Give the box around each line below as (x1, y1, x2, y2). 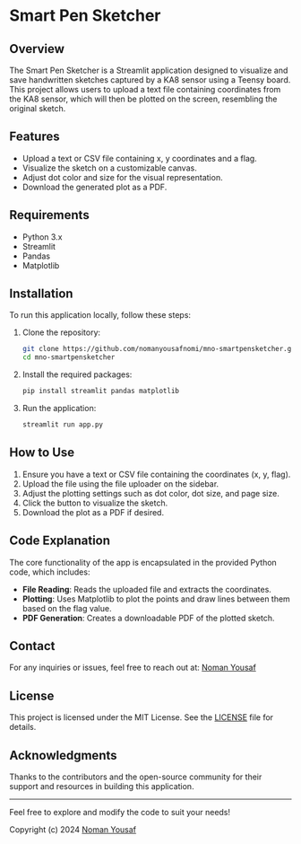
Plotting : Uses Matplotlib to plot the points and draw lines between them (21, 593, 291, 604)
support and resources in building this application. (9, 781, 194, 791)
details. (9, 722, 37, 733)
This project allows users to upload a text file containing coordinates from (9, 84, 281, 94)
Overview (9, 41, 65, 57)
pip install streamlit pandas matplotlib (21, 387, 179, 396)
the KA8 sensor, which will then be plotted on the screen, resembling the (9, 93, 278, 104)
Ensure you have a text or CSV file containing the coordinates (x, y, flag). (21, 469, 291, 479)
